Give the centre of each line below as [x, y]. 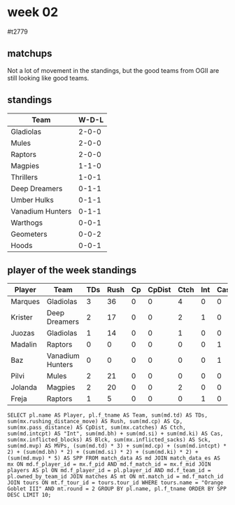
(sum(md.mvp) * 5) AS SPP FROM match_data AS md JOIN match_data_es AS [114, 458]
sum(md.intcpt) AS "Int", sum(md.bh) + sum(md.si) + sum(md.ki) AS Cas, [115, 434]
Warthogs [27, 223]
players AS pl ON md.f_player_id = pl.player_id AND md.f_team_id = [109, 471]
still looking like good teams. [48, 78]
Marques [26, 302]
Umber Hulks [32, 200]
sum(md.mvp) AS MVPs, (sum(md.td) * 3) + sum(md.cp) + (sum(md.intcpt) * [117, 446]
